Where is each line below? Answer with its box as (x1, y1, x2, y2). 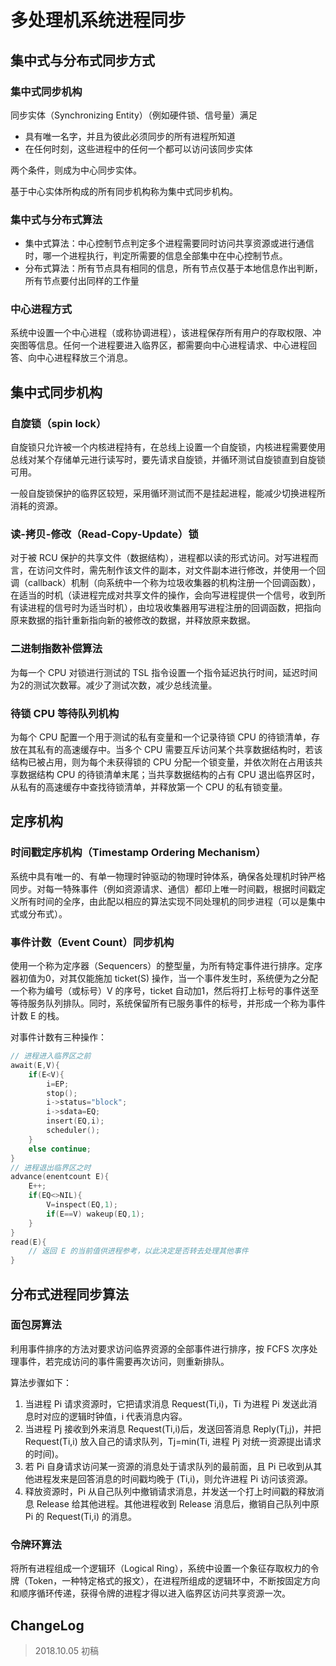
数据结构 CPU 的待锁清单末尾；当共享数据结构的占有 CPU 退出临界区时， (18, 769, 320, 781)
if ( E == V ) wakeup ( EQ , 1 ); (46, 1209, 145, 1219)
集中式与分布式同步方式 (10, 52, 155, 69)
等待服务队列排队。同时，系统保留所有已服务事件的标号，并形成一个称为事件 (10, 997, 326, 1010)
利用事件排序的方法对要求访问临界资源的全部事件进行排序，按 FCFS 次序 (10, 1342, 310, 1355)
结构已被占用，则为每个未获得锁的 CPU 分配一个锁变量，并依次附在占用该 (10, 756, 315, 768)
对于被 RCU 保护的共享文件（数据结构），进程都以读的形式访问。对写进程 (10, 552, 310, 564)
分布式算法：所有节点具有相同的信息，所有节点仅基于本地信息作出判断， (24, 262, 323, 275)
